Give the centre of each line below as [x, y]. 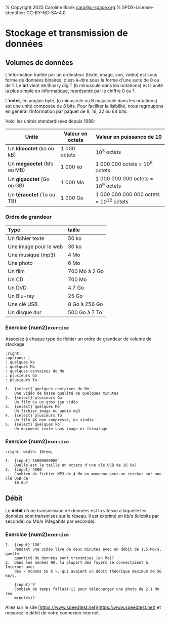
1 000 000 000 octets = [124, 179]
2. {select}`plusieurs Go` [35, 398]
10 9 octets [108, 185]
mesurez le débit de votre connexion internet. [53, 612]
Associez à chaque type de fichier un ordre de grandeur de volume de [78, 339]
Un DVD [17, 288]
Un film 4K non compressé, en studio [54, 420]
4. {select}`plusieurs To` [35, 415]
